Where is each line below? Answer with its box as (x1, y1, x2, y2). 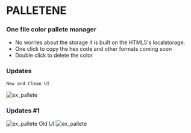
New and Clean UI (6, 80, 50, 86)
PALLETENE (6, 4, 67, 18)
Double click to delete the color (14, 52, 93, 59)
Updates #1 (6, 106, 40, 115)
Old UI (39, 120, 55, 128)
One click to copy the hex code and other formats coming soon (14, 45, 172, 53)
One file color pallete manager (6, 25, 97, 34)
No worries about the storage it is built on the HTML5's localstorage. (14, 39, 186, 46)
